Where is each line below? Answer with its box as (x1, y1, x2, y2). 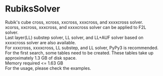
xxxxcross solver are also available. (5, 39, 76, 45)
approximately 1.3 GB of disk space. (5, 55, 77, 61)
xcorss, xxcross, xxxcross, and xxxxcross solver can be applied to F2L (5, 24, 146, 30)
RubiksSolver (5, 3, 60, 14)
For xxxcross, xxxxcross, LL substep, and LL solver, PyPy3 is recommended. (5, 45, 159, 51)
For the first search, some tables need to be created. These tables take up (5, 50, 154, 56)
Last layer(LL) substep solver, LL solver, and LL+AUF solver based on (5, 35, 144, 40)
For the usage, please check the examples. (5, 65, 91, 71)
